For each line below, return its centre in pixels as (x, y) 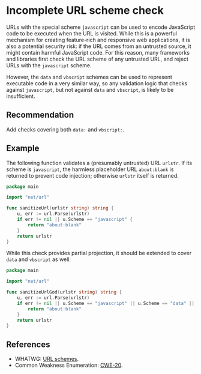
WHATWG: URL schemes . (47, 359)
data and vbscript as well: (38, 259)
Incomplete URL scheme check (85, 11)
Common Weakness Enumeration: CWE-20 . (69, 365)
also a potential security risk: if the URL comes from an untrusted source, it (99, 46)
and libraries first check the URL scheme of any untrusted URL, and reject (97, 59)
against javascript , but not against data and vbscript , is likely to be (90, 89)
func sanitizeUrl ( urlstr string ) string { (60, 208)
